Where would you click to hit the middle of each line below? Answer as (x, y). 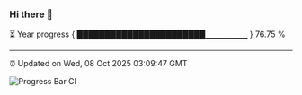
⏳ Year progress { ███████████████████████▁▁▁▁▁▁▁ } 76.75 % (147, 34)
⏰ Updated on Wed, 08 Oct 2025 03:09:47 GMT (98, 64)
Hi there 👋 (31, 14)
